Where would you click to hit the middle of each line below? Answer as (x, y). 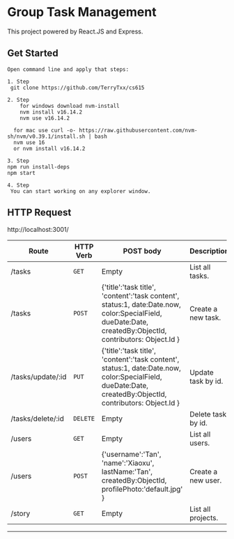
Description (209, 251)
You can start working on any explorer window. (80, 191)
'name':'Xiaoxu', (128, 462)
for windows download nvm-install (70, 106)
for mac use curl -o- (45, 130)
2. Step (18, 100)
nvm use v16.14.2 (45, 118)
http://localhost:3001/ (38, 229)
